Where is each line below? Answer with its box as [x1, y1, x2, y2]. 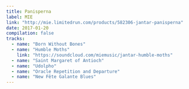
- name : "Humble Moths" [11, 47, 70, 53]
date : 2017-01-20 [6, 25, 49, 31]
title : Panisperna [6, 8, 51, 15]
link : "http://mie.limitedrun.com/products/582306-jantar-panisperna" [6, 19, 184, 25]
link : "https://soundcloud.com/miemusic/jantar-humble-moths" [17, 52, 173, 58]
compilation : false [6, 30, 54, 36]
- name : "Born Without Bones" [11, 42, 86, 47]
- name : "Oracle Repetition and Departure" [11, 69, 120, 74]
